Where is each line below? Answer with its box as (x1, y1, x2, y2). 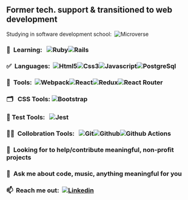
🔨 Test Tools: (6, 113, 45, 122)
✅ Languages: (6, 62, 50, 70)
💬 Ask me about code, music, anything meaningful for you (6, 170, 182, 178)
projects (6, 153, 32, 162)
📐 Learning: (6, 45, 42, 54)
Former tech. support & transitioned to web (6, 5, 173, 15)
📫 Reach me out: (6, 186, 59, 195)
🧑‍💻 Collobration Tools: (6, 130, 75, 138)
